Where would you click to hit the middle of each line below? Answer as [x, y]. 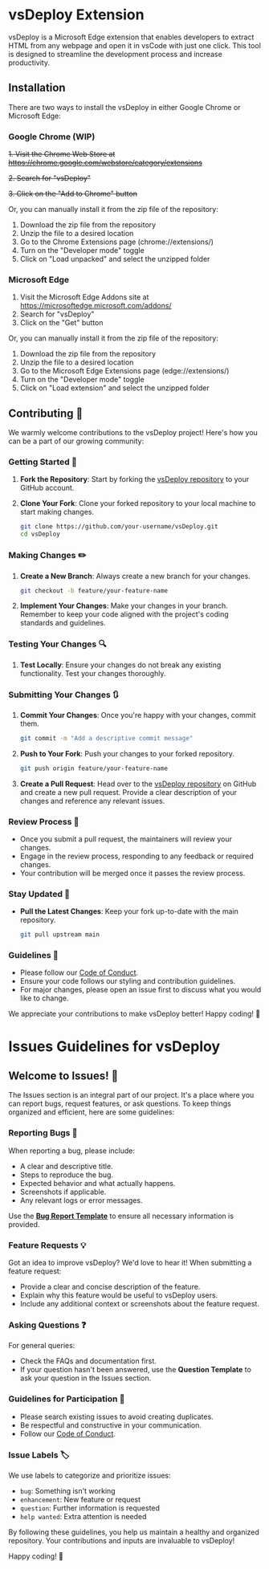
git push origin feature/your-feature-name [94, 768]
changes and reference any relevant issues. [92, 801]
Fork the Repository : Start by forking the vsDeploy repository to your [134, 479]
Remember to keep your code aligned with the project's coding [124, 614]
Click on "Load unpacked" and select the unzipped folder [115, 259]
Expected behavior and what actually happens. [98, 1183]
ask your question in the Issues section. [86, 1378]
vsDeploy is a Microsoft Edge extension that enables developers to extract [131, 37]
